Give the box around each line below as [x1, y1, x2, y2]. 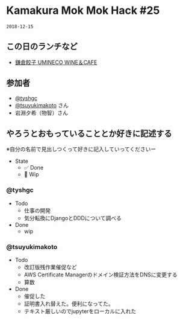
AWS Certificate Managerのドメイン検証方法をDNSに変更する [23, 271, 178, 278]
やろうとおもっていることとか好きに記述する [6, 128, 172, 139]
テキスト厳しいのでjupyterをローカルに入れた [23, 307, 137, 314]
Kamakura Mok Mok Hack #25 [6, 4, 160, 17]
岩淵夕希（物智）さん [14, 109, 68, 116]
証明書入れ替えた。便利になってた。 [23, 300, 114, 307]
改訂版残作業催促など [23, 263, 77, 270]
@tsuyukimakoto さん [14, 101, 69, 109]
